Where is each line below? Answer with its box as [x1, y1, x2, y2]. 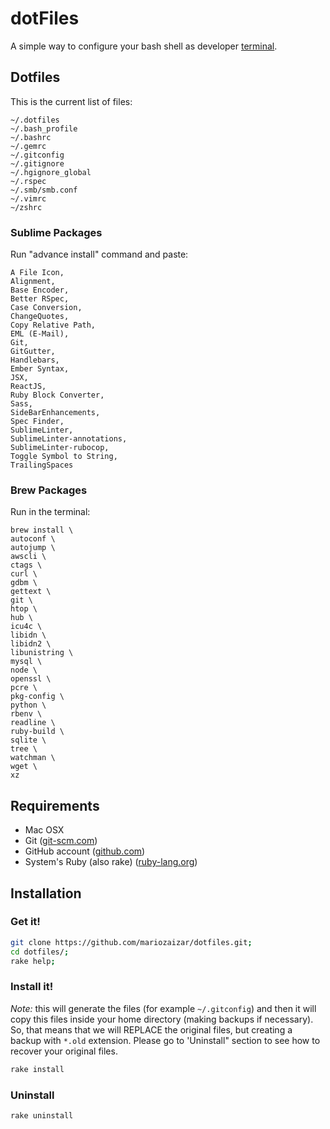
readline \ [10, 718, 56, 728]
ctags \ [10, 560, 43, 571]
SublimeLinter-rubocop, [10, 443, 110, 453]
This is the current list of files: [10, 95, 133, 107]
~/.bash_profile [10, 123, 78, 134]
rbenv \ [10, 709, 43, 719]
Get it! [10, 915, 41, 929]
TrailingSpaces [10, 460, 74, 471]
